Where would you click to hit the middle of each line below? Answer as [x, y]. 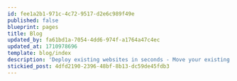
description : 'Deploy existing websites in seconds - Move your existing [119, 60]
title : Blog [25, 33]
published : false [33, 20]
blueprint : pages [33, 27]
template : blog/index [39, 54]
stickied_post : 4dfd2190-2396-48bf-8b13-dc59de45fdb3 [89, 66]
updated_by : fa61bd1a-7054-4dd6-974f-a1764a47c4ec [84, 40]
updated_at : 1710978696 [43, 46]
